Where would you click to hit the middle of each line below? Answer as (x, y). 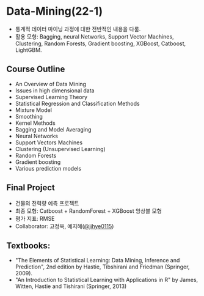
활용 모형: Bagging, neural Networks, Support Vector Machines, (94, 36)
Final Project (31, 188)
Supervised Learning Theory (51, 97)
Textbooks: (28, 246)
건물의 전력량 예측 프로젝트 (47, 203)
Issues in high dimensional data (55, 91)
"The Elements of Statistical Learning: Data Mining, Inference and (97, 261)
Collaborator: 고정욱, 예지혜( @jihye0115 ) (64, 226)
